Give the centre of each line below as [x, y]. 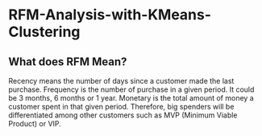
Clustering [44, 32]
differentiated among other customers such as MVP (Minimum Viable [123, 115]
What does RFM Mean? [68, 62]
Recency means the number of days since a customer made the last [121, 81]
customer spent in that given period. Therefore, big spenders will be [121, 107]
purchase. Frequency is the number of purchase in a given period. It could [131, 89]
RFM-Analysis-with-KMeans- [110, 15]
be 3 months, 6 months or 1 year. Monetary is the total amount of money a [131, 98]
